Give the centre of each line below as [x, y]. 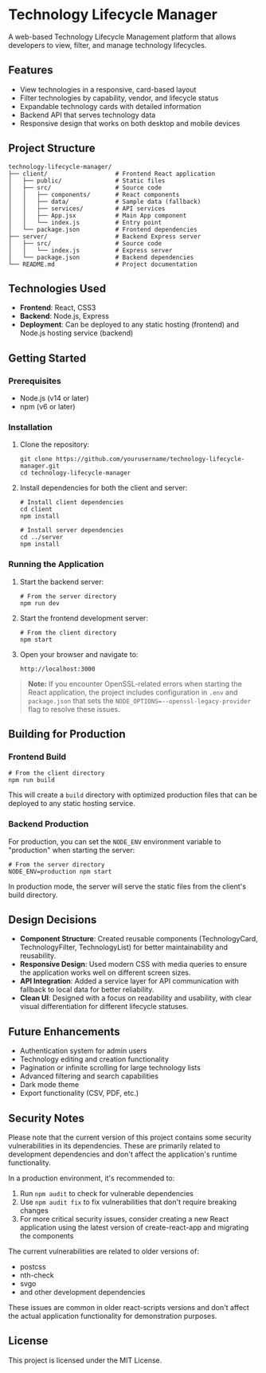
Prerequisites [35, 381]
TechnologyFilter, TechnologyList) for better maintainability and [124, 947]
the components [47, 1236]
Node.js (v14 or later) [54, 398]
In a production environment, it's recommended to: [92, 1178]
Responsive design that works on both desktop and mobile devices [130, 123]
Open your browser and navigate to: [79, 654]
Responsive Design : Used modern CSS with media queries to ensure [133, 964]
